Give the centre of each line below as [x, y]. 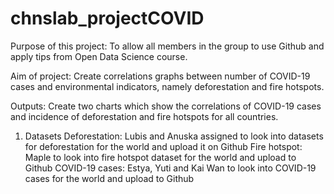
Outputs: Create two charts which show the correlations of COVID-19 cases [166, 106]
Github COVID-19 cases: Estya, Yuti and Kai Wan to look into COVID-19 [170, 168]
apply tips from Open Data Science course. [99, 56]
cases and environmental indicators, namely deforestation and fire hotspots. [167, 86]
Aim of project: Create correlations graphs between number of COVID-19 [160, 76]
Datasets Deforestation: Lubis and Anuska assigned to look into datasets [174, 136]
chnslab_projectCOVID [107, 18]
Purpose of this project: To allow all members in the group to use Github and [167, 46]
